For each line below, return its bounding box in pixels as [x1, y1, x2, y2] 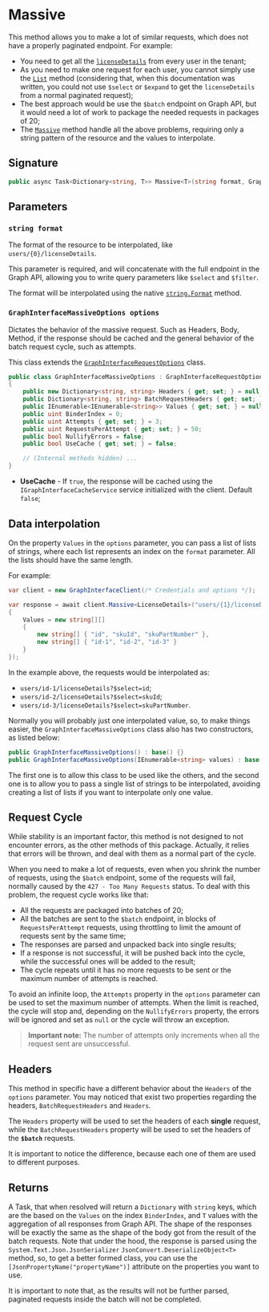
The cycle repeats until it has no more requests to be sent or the [19, 965, 232, 975]
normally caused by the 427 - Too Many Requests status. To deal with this [8, 882, 251, 891]
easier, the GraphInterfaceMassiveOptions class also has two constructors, [8, 724, 254, 734]
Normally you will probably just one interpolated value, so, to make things [8, 715, 251, 725]
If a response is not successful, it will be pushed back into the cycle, [19, 948, 246, 958]
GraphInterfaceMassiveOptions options [8, 308, 160, 318]
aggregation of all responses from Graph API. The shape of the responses [8, 1219, 252, 1228]
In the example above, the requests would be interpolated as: [8, 667, 211, 677]
